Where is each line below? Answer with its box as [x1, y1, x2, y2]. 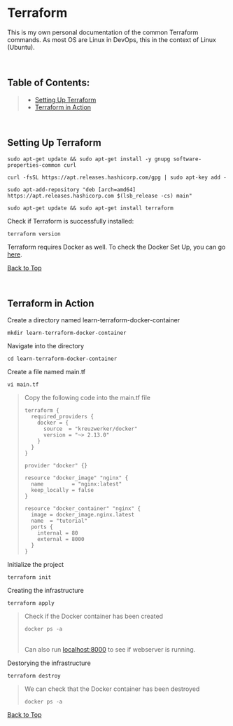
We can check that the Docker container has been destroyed [24, 685, 200, 693]
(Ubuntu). [7, 43, 35, 51]
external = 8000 [37, 536, 85, 543]
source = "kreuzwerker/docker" [43, 425, 138, 432]
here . [7, 250, 22, 259]
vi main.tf [7, 381, 39, 388]
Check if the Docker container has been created [24, 612, 163, 621]
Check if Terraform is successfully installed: [7, 217, 134, 225]
